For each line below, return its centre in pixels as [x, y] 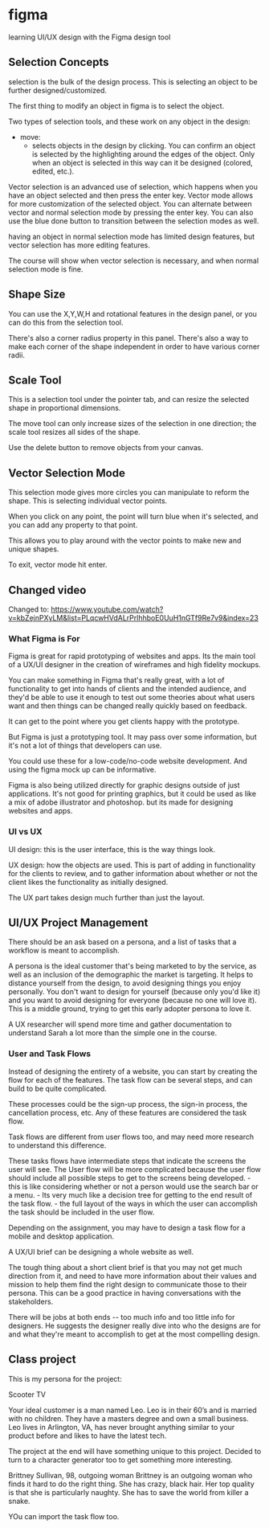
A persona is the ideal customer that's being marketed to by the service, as [132, 966]
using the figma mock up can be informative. [82, 770]
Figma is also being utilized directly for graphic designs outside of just [124, 785]
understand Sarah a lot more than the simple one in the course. [113, 1033]
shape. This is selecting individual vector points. [88, 501]
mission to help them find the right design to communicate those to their [128, 1284]
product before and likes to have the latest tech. [88, 1436]
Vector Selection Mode [67, 473]
